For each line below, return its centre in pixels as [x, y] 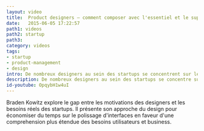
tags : [13, 52]
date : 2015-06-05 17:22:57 [43, 23]
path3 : [15, 40]
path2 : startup [25, 35]
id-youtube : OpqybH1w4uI [38, 86]
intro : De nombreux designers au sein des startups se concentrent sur [99, 74]
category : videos [28, 46]
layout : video [24, 12]
